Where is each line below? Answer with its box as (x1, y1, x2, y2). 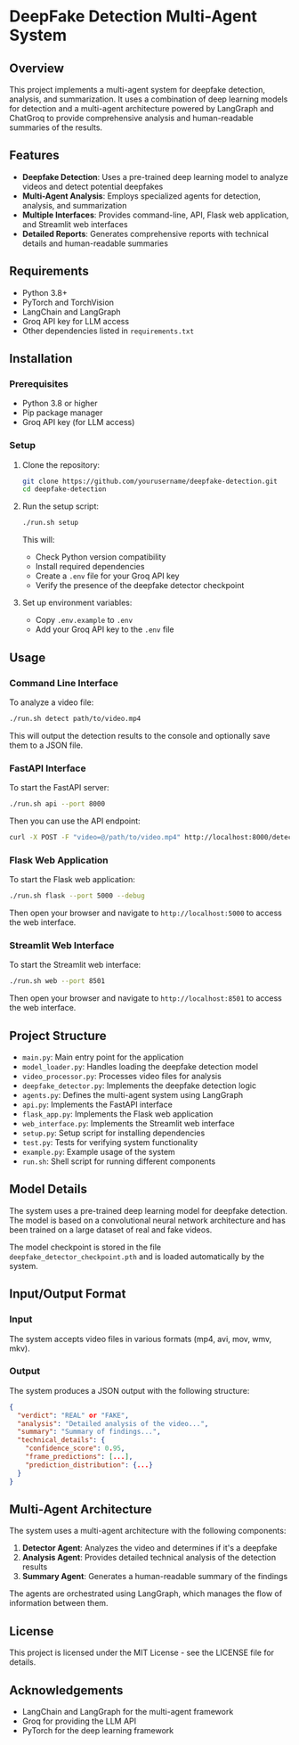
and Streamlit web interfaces (21, 218, 128, 229)
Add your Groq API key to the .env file (35, 624, 174, 635)
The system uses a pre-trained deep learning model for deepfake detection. (9, 1205, 287, 1216)
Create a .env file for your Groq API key (35, 570, 180, 581)
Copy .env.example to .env (35, 615, 133, 626)
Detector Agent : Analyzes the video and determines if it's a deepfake (21, 1543, 278, 1553)
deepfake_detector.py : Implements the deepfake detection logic (21, 1080, 256, 1091)
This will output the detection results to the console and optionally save (9, 730, 271, 741)
